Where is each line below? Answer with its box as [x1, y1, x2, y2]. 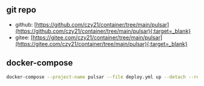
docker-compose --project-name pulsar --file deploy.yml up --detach [6, 74, 186, 80]
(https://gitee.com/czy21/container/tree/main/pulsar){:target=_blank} [15, 40, 188, 47]
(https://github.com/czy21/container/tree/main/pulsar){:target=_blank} [15, 27, 191, 35]
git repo [6, 5, 36, 15]
